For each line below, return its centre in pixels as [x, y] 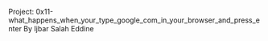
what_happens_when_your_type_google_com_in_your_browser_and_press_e [134, 20]
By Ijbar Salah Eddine [59, 29]
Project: [21, 12]
